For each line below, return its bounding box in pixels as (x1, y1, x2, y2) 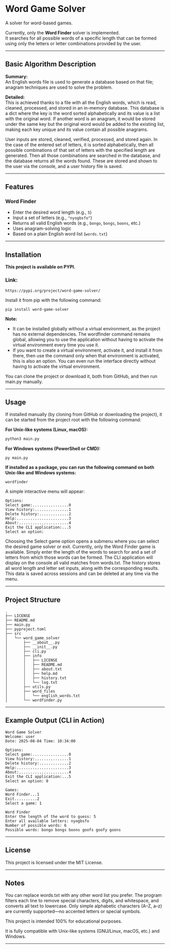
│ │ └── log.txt (5, 680, 58, 685)
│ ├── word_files (5, 689, 56, 694)
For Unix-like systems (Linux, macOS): (5, 427, 88, 433)
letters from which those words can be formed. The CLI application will (5, 554, 153, 561)
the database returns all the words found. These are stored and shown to (5, 158, 158, 164)
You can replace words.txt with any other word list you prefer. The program (5, 892, 162, 898)
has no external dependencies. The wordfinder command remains (12, 331, 151, 337)
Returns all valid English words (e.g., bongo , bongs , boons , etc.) (12, 220, 141, 226)
